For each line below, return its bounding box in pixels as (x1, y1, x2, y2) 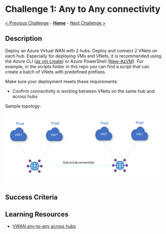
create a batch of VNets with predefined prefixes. (5, 69, 107, 75)
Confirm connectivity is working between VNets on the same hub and (12, 88, 155, 94)
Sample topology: (5, 103, 41, 109)
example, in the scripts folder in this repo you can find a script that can (5, 63, 150, 69)
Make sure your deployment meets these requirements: (5, 78, 118, 84)
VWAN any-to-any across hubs (12, 223, 76, 229)
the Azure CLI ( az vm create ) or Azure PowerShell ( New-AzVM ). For (5, 58, 144, 64)
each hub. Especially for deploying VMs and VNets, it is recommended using (5, 53, 162, 59)
